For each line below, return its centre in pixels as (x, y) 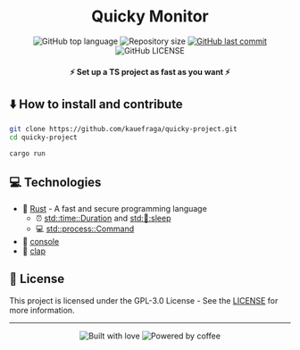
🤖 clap (34, 251)
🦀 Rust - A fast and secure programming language (114, 208)
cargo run (28, 154)
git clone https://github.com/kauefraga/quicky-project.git (124, 129)
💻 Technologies (55, 183)
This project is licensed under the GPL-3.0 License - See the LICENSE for (144, 300)
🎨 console (41, 241)
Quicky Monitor (150, 17)
